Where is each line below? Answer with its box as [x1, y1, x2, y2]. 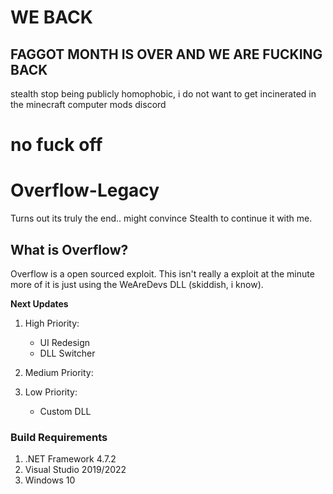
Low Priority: [24, 386, 78, 398]
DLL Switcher [39, 347, 96, 359]
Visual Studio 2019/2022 [24, 464, 127, 476]
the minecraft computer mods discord [10, 99, 167, 110]
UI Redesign [39, 336, 91, 348]
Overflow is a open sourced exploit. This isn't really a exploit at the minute [10, 267, 315, 280]
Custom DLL [39, 405, 92, 417]
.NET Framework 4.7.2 [24, 453, 117, 465]
